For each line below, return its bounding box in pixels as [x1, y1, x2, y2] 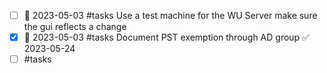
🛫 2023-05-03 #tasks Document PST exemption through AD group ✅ [23, 31, 310, 44]
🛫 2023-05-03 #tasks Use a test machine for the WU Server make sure [23, 10, 318, 21]
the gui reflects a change [23, 21, 127, 33]
